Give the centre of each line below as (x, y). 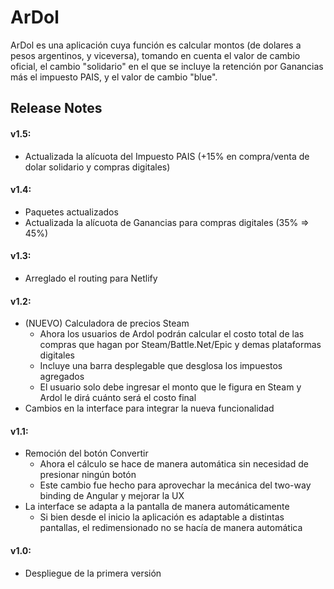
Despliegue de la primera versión (93, 573)
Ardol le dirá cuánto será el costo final (118, 398)
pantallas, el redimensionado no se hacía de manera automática (171, 528)
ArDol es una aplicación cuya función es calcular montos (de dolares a (156, 45)
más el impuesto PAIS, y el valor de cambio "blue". (114, 77)
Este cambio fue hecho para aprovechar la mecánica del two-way (175, 485)
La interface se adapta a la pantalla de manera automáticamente (157, 507)
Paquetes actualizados (71, 212)
